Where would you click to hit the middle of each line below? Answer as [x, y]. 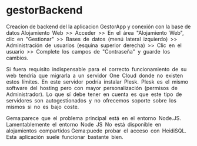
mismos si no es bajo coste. [43, 107]
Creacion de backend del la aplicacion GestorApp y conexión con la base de [98, 26]
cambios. [17, 58]
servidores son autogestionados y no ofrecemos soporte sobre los [91, 100]
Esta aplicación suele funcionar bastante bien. [65, 137]
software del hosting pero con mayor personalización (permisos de [92, 88]
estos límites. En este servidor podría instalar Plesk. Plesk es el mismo [97, 82]
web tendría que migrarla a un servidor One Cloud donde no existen [95, 75]
